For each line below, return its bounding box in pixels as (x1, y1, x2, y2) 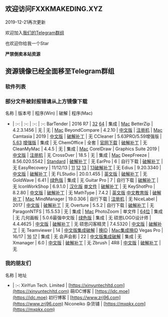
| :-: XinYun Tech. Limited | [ (12, 282, 70, 288)
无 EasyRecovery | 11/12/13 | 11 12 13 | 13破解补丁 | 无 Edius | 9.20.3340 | (12, 165, 161, 171)
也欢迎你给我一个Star (5, 40, 49, 46)
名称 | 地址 (5, 272, 27, 278)
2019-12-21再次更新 (5, 19, 46, 25)
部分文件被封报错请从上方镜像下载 (5, 98, 88, 105)
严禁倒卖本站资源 (5, 51, 41, 57)
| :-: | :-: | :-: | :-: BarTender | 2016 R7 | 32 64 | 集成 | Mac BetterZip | (12, 121, 153, 127)
